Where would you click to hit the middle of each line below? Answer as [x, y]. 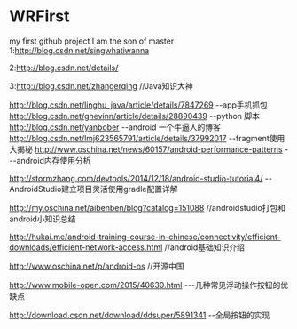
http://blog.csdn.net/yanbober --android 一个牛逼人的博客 [115, 127]
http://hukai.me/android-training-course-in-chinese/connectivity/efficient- [145, 237]
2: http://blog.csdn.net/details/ [64, 68]
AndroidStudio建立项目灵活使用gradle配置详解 [94, 189]
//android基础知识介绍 [205, 247]
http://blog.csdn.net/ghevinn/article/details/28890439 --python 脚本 [134, 116]
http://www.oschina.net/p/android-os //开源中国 [97, 266]
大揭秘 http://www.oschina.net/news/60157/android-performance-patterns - [149, 149]
